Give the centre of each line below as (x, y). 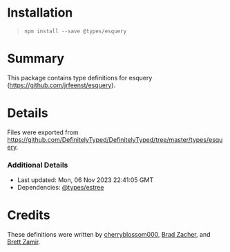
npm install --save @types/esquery (75, 31)
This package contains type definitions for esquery (80, 78)
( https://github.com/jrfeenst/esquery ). (61, 85)
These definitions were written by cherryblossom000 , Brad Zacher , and (109, 235)
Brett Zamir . (24, 242)
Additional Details (38, 165)
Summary (36, 58)
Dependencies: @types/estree (60, 188)
